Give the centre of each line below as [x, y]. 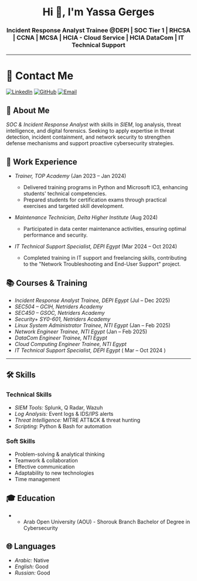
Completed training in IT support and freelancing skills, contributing [105, 258]
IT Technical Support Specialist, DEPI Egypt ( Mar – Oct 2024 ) [90, 350]
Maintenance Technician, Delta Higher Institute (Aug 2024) [86, 217]
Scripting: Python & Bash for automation [63, 426]
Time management [37, 479]
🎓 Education [31, 498]
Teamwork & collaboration [46, 460]
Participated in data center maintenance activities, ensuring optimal [105, 229]
